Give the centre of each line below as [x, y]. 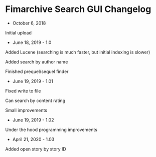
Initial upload [18, 32]
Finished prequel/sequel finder [37, 71]
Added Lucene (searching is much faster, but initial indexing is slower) [78, 52]
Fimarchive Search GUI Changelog [78, 9]
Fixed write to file [23, 90]
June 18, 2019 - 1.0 [32, 42]
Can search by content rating [35, 100]
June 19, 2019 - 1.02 [33, 120]
